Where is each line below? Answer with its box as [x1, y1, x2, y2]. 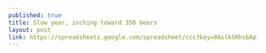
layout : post [8, 26, 51, 34]
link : [8, 33, 26, 41]
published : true [8, 11, 62, 19]
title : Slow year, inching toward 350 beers [8, 19, 158, 26]
